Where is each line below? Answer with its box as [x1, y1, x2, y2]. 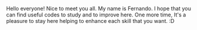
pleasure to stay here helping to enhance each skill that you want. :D [6, 18, 175, 24]
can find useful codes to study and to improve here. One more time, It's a [6, 11, 186, 18]
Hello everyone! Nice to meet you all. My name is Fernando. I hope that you [6, 5, 191, 12]
